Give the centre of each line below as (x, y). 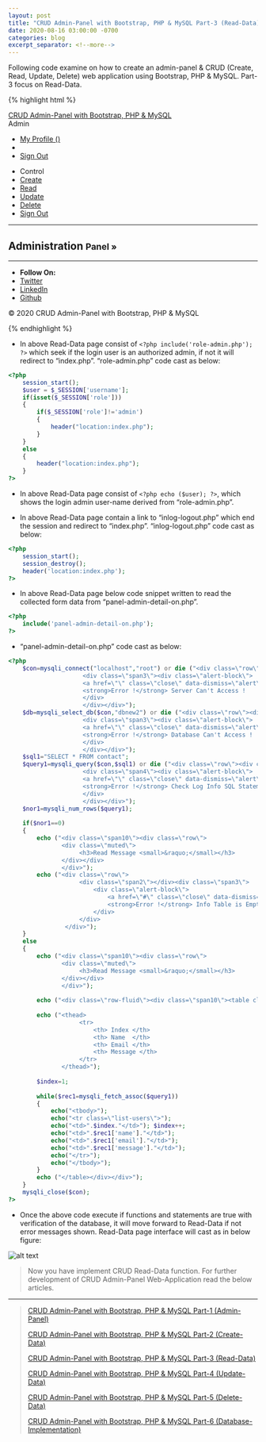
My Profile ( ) (40, 139)
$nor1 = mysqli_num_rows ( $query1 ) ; (78, 809)
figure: (30, 1240)
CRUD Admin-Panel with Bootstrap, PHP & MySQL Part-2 (120, 1334)
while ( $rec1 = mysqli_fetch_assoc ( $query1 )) (108, 1096)
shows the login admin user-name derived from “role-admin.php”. (127, 502)
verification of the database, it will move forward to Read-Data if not (130, 1223)
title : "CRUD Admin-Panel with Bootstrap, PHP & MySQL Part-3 (113, 23)
